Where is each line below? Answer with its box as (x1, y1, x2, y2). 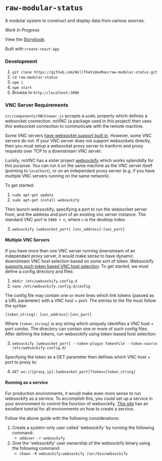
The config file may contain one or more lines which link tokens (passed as (5, 292, 154, 298)
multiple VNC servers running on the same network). (5, 173, 110, 179)
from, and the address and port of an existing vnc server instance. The (5, 211, 146, 217)
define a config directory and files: (5, 268, 74, 274)
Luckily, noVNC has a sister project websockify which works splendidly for (5, 157, 154, 163)
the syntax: (5, 302, 28, 309)
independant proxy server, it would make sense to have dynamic (5, 253, 134, 259)
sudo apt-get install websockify (12, 198, 80, 202)
